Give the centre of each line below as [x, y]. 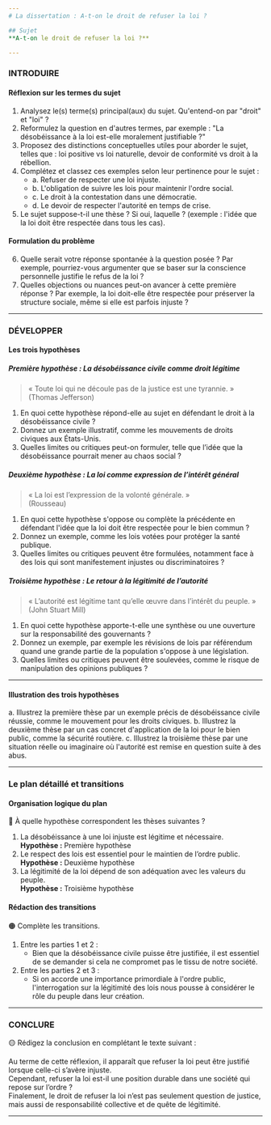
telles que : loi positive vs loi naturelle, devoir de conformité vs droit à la [139, 154]
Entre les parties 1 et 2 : [59, 945]
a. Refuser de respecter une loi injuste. [96, 180]
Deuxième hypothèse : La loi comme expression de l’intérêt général [124, 474]
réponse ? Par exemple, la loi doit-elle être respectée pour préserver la [138, 293]
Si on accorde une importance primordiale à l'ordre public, [129, 979]
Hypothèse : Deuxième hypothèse [77, 863]
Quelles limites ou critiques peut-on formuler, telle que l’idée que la [131, 448]
